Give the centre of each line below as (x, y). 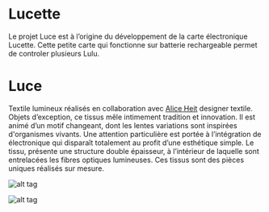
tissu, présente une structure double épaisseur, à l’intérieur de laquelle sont (134, 151)
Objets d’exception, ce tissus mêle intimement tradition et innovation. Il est (132, 117)
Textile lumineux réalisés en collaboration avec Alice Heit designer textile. (130, 108)
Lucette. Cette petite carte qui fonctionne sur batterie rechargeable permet (133, 44)
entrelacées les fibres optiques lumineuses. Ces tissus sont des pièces (126, 160)
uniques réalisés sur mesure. (57, 168)
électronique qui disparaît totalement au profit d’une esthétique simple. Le (131, 143)
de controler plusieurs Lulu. (54, 53)
